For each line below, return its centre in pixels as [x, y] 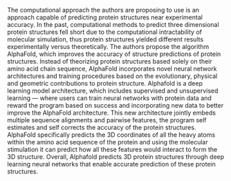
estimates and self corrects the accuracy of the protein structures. [102, 127]
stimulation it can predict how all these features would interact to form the [112, 149]
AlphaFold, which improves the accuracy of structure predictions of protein [114, 54]
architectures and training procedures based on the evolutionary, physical [112, 76]
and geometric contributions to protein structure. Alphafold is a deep [105, 83]
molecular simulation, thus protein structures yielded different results [105, 39]
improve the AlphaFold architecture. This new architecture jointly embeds [112, 113]
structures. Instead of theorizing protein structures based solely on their [110, 61]
